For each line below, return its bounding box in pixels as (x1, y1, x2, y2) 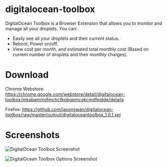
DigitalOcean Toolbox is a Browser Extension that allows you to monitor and (5, 20, 162, 26)
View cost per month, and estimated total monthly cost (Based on (12, 46, 149, 52)
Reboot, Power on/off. (12, 40, 59, 46)
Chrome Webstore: (5, 86, 44, 92)
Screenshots (5, 130, 60, 141)
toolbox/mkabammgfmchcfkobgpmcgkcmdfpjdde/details (5, 96, 124, 102)
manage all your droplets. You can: (5, 25, 78, 31)
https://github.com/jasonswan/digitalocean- (22, 106, 114, 112)
